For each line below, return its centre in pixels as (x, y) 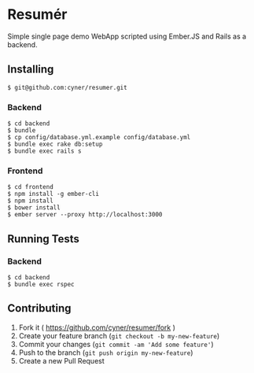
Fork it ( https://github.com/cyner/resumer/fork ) (97, 327)
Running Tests (43, 239)
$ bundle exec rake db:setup (55, 144)
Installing (31, 70)
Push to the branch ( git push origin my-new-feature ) (106, 353)
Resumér (37, 15)
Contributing (39, 308)
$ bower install (34, 208)
